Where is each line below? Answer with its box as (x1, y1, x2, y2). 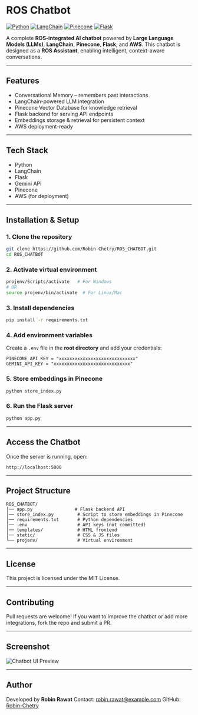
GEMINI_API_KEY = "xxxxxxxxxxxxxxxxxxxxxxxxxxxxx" (6, 361, 133, 367)
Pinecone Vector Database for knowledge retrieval (14, 104, 137, 111)
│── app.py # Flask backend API (6, 506, 126, 513)
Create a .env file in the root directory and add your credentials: (6, 344, 162, 351)
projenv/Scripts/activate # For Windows (6, 279, 112, 285)
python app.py (6, 415, 41, 421)
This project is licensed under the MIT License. (6, 575, 120, 582)
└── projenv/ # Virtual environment (6, 538, 133, 543)
